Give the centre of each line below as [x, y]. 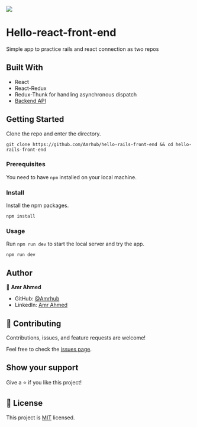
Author [19, 273]
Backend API [30, 101]
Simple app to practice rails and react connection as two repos [83, 49]
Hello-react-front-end [61, 33]
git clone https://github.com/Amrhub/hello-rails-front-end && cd [90, 144]
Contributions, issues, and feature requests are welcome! [76, 338]
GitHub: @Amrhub [37, 299]
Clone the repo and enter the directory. [54, 134]
